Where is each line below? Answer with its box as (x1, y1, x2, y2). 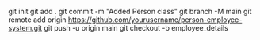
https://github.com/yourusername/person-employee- (67, 15, 243, 24)
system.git (8, 24, 43, 32)
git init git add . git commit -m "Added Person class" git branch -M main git (8, 7, 252, 16)
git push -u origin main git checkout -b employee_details (44, 24, 228, 32)
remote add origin (8, 15, 67, 24)
